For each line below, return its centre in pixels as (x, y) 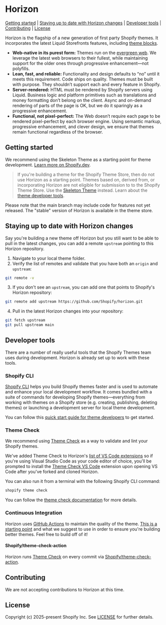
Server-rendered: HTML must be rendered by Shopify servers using (82, 89)
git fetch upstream (25, 320)
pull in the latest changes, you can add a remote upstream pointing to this (79, 243)
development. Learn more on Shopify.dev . (48, 164)
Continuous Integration (34, 513)
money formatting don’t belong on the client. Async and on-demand (82, 100)
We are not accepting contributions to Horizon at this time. (65, 589)
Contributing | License (28, 28)
